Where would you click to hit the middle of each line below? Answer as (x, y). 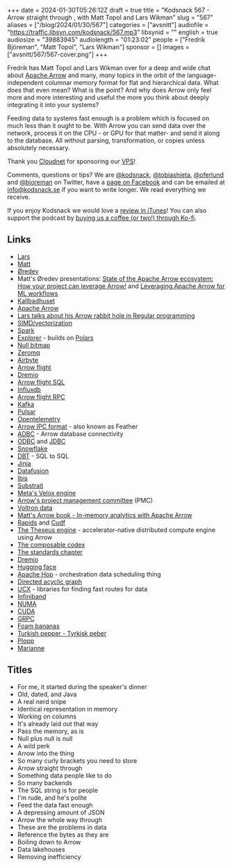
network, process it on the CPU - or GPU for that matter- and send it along (114, 133)
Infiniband (32, 596)
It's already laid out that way (58, 723)
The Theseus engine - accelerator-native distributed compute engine (116, 530)
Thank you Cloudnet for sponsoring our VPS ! (71, 161)
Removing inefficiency (49, 857)
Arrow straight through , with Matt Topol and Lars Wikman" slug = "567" (110, 17)
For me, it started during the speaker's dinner (82, 686)
